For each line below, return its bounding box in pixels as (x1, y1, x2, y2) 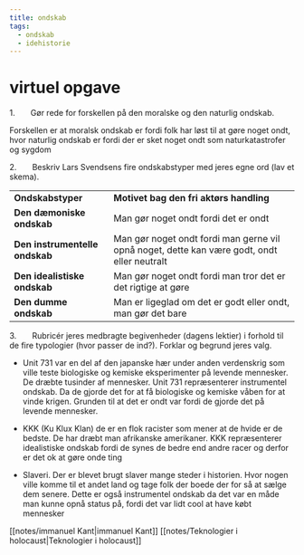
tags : (9, 22, 30, 31)
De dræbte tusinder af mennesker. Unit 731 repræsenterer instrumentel (22, 377, 288, 388)
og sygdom (9, 144, 52, 155)
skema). (9, 171, 40, 182)
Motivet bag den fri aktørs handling (113, 192, 270, 205)
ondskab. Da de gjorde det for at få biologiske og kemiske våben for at (22, 387, 286, 397)
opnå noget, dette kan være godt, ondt (113, 244, 278, 256)
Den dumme (14, 296, 68, 309)
